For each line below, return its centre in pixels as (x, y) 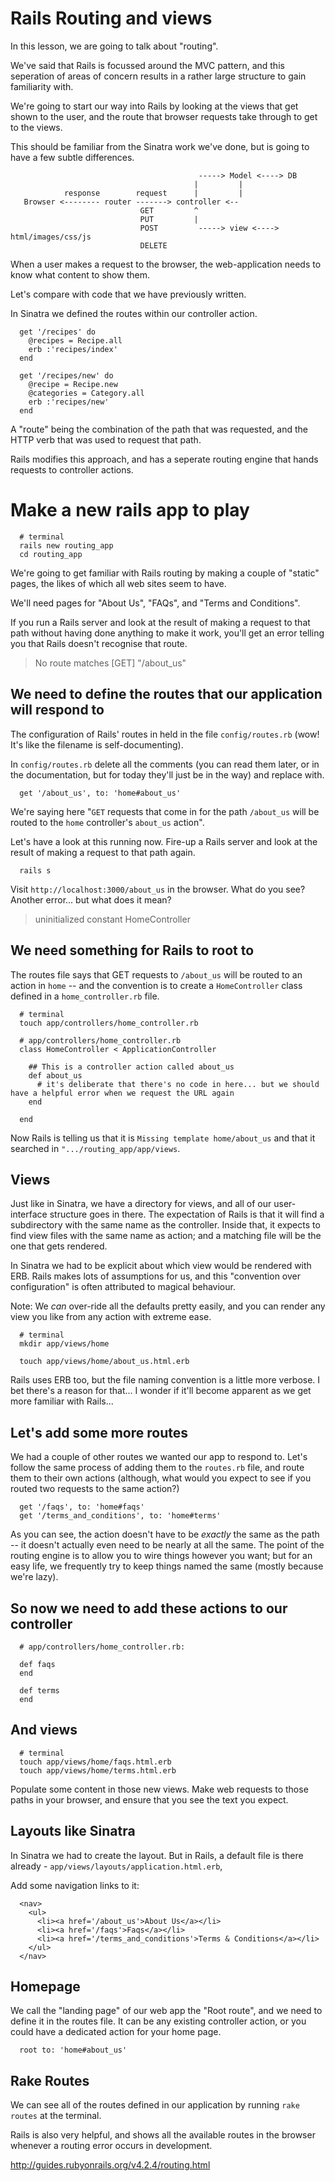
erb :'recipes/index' (73, 349)
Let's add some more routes (99, 1432)
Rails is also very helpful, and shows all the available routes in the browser (163, 2135)
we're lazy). (34, 1577)
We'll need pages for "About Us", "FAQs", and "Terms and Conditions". (155, 603)
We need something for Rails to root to (132, 950)
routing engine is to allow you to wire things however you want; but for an (161, 1556)
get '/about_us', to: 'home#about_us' (100, 793)
